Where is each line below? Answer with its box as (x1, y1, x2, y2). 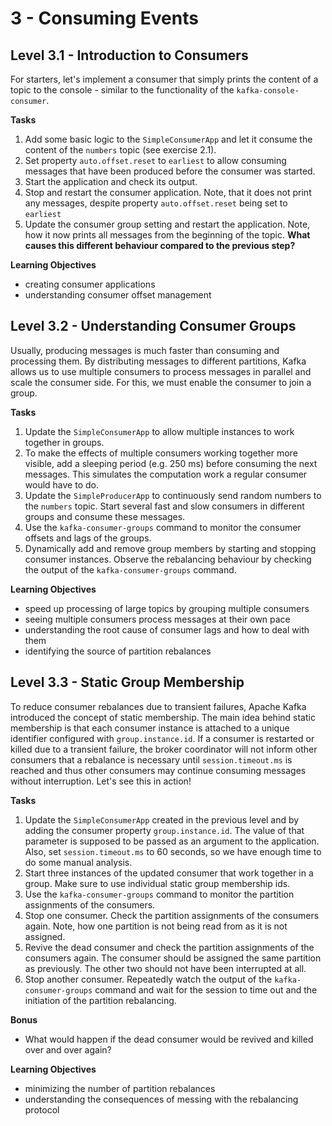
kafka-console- (236, 86, 300, 96)
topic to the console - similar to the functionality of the (10, 84, 235, 96)
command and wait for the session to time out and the (94, 983, 318, 996)
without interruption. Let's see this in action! (10, 775, 192, 787)
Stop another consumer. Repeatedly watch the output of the (24, 973, 273, 985)
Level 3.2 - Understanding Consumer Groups (10, 318, 297, 335)
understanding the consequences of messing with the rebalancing (24, 1093, 299, 1105)
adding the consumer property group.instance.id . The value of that (24, 824, 305, 836)
